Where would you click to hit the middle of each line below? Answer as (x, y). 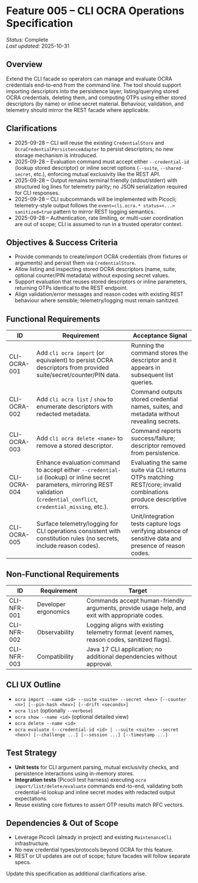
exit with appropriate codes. (125, 615)
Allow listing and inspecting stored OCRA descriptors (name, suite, (95, 269)
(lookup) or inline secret (77, 477)
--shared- (172, 168)
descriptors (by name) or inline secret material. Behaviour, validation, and (95, 104)
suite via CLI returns (159, 470)
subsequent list (152, 375)
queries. (142, 382)
